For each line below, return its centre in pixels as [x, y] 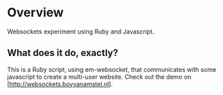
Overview [35, 13]
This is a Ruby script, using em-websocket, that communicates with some [112, 69]
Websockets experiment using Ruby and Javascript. [81, 31]
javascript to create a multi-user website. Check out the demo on [99, 77]
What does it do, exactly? [63, 53]
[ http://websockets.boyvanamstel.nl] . [60, 84]
